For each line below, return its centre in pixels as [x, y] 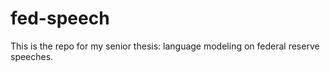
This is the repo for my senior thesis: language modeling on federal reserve [165, 46]
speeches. [32, 56]
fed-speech [60, 18]
